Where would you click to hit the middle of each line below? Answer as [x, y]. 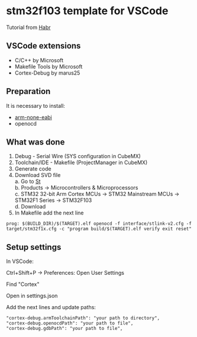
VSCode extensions [43, 46]
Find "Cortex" [23, 284]
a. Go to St [28, 181]
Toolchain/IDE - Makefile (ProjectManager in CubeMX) [81, 163]
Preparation [28, 92]
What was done [35, 142]
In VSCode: [20, 261]
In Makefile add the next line [49, 213]
